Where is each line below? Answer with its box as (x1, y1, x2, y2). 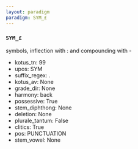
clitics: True (14, 123, 44, 131)
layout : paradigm (5, 9, 50, 15)
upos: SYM (14, 65, 43, 72)
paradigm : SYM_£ (5, 15, 47, 21)
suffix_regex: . (14, 71, 51, 79)
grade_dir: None (14, 85, 56, 92)
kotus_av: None (14, 78, 54, 85)
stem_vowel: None (14, 136, 61, 144)
